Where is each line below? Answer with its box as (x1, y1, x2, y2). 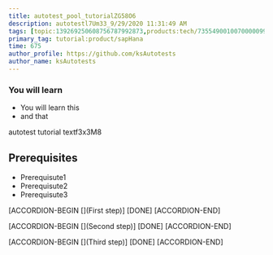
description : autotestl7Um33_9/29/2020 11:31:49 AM (8, 20, 187, 28)
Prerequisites (8, 151, 78, 165)
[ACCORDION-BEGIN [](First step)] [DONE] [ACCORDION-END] (8, 205, 221, 215)
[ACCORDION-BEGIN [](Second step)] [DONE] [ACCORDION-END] (8, 221, 232, 231)
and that (19, 112, 49, 121)
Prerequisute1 (19, 172, 67, 182)
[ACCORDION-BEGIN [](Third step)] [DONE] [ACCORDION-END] (8, 237, 223, 247)
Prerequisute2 (19, 181, 68, 191)
